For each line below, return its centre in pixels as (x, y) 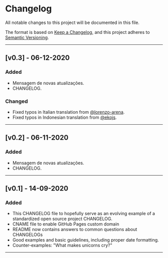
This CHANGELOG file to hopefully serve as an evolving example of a (83, 214)
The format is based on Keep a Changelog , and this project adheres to (77, 32)
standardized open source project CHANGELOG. (62, 219)
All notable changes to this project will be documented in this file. (72, 22)
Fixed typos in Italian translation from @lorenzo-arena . (68, 112)
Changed (17, 101)
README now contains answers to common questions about (75, 230)
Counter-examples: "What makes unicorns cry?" (62, 246)
